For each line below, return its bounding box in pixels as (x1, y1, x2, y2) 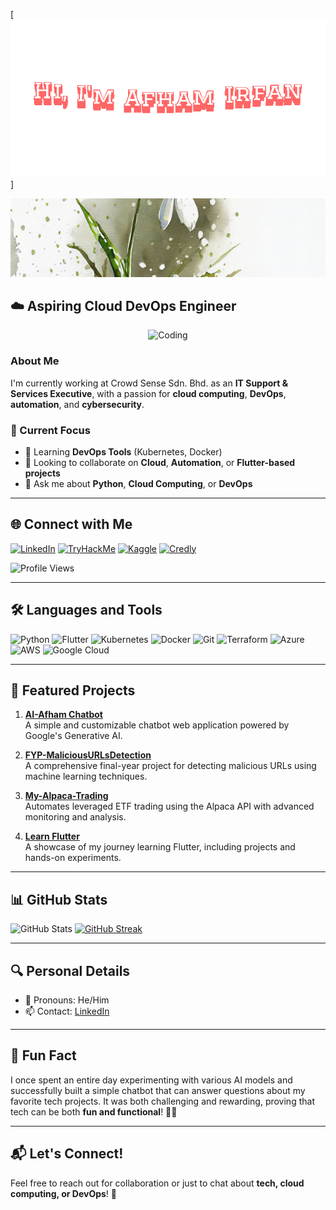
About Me (10, 354, 60, 368)
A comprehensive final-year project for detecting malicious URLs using (24, 760, 317, 772)
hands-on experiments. (24, 852, 122, 864)
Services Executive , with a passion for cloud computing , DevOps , (10, 387, 287, 399)
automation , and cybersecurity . (10, 398, 145, 410)
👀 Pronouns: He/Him (24, 994, 110, 1006)
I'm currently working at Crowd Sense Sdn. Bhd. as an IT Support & (10, 377, 289, 389)
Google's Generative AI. (24, 730, 123, 742)
